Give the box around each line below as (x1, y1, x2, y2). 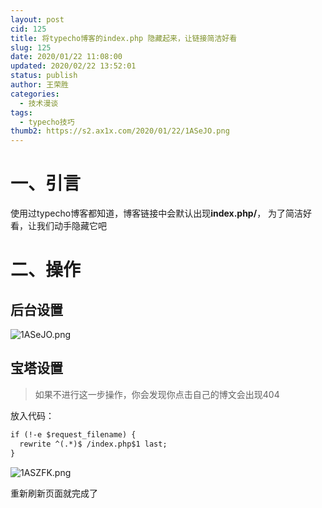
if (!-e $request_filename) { (10, 429, 137, 440)
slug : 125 (10, 42, 52, 53)
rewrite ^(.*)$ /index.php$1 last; (19, 439, 168, 449)
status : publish (10, 71, 78, 81)
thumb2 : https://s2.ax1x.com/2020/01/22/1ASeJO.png (10, 126, 230, 136)
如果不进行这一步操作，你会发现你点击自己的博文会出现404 (34, 388, 280, 400)
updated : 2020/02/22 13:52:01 (10, 61, 137, 71)
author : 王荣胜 (10, 80, 69, 90)
